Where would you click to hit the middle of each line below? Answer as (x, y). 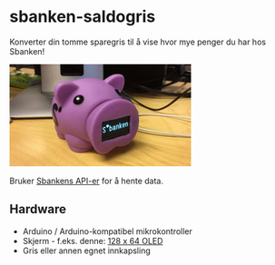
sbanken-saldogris (83, 17)
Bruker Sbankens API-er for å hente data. (86, 181)
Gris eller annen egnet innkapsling (87, 250)
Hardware (38, 209)
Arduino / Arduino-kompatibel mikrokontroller (108, 231)
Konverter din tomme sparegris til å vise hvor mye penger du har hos (137, 42)
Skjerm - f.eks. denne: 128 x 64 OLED (93, 240)
